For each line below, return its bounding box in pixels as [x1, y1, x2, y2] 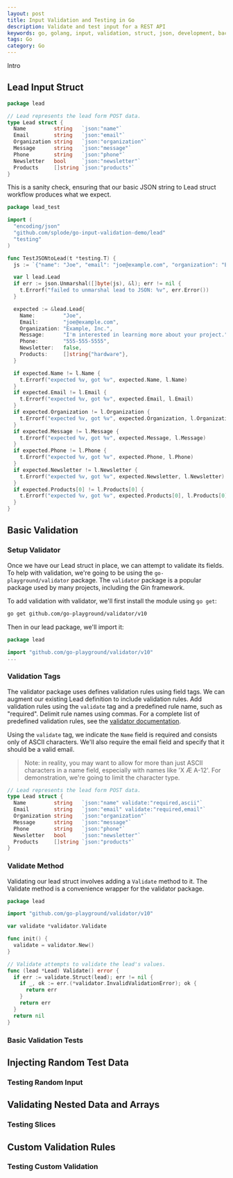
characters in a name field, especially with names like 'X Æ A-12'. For [24, 766, 221, 774]
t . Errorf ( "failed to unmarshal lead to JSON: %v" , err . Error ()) [19, 287, 209, 294]
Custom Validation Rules [7, 1141, 116, 1153]
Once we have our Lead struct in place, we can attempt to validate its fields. [7, 561, 224, 569]
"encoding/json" [13, 223, 60, 230]
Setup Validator [7, 546, 61, 555]
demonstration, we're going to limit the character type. [24, 773, 180, 782]
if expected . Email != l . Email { [13, 389, 107, 396]
